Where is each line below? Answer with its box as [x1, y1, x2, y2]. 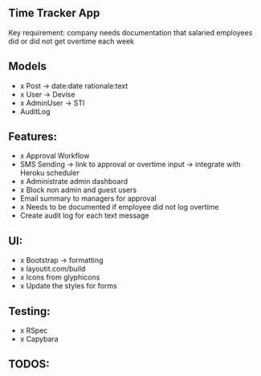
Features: [8, 130, 58, 144]
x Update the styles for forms [19, 281, 118, 291]
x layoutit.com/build [19, 264, 86, 274]
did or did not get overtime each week [8, 36, 135, 46]
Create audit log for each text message [19, 210, 149, 220]
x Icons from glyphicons [19, 272, 100, 282]
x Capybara [19, 334, 59, 344]
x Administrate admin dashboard [19, 177, 128, 186]
